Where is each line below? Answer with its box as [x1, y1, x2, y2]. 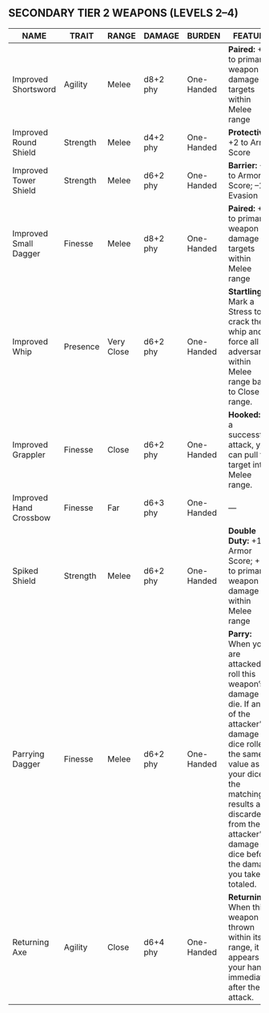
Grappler [12, 448, 46, 460]
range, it [227, 941, 259, 952]
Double [227, 525, 256, 536]
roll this [227, 668, 256, 679]
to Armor [227, 170, 262, 181]
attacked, [227, 658, 263, 669]
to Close [227, 386, 260, 397]
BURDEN [187, 30, 221, 41]
